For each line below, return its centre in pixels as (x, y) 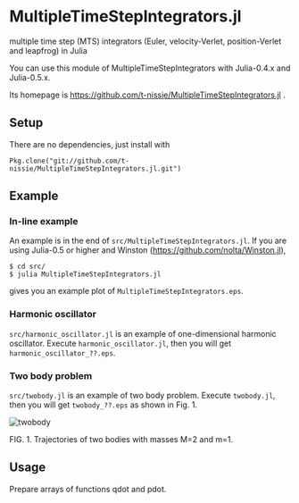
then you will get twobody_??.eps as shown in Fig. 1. (104, 405)
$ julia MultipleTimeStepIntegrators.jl (86, 274)
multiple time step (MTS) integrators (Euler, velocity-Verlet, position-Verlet (145, 41)
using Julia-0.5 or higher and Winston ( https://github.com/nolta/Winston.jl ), (148, 250)
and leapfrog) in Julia (48, 50)
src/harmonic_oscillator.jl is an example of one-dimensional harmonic (143, 333)
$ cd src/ (28, 267)
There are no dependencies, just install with (90, 144)
